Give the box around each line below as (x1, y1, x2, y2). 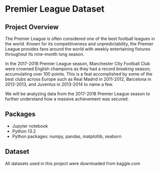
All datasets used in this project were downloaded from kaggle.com (5, 160, 140, 166)
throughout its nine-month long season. (5, 51, 85, 57)
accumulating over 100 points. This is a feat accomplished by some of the (5, 71, 153, 76)
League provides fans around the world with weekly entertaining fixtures (5, 46, 151, 52)
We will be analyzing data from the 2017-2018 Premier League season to (5, 91, 150, 96)
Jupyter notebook (12, 123, 48, 129)
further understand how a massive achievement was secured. (5, 96, 129, 102)
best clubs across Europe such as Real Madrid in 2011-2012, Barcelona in (5, 76, 152, 82)
